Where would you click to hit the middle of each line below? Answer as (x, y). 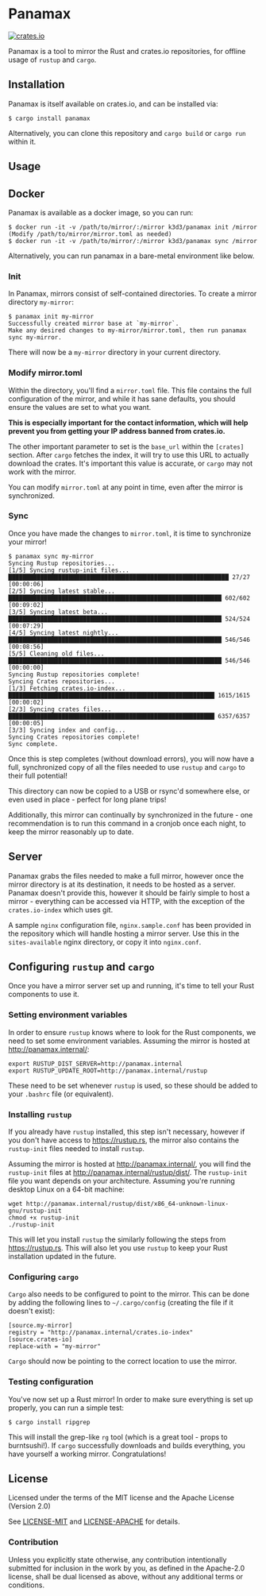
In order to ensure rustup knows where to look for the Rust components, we (132, 1032)
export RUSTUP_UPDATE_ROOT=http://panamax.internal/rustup (108, 1070)
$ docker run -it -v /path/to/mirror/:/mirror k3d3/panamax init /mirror (133, 227)
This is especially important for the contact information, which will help (128, 423)
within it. (22, 141)
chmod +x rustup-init (44, 1218)
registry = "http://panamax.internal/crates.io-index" (101, 1333)
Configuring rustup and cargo (81, 967)
